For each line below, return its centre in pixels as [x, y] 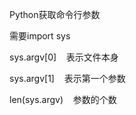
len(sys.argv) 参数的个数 [63, 99]
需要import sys [40, 36]
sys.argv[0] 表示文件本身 [64, 57]
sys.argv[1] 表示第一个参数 [67, 78]
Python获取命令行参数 [55, 14]
